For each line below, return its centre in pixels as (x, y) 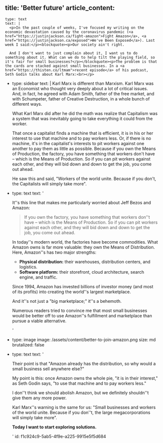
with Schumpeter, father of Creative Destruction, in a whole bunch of (81, 98)
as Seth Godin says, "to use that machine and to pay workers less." (79, 383)
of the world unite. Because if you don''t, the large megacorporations (81, 412)
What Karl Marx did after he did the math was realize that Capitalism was (85, 113)
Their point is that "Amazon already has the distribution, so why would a (84, 363)
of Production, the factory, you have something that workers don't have (83, 154)
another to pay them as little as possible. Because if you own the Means (84, 148)
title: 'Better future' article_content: (60, 8)
